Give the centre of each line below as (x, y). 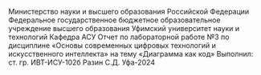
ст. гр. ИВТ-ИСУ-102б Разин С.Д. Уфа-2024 (82, 62)
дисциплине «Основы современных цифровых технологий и (112, 45)
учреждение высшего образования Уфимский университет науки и (124, 28)
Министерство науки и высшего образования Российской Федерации (129, 12)
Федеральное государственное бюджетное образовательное (114, 20)
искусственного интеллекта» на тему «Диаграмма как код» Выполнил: (131, 54)
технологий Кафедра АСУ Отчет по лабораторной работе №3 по (119, 37)
